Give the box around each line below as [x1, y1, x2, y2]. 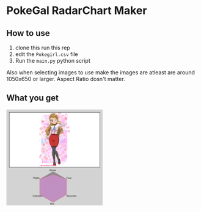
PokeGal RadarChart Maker [6, 4, 147, 18]
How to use [6, 28, 50, 38]
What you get [6, 93, 59, 104]
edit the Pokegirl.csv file [15, 51, 78, 58]
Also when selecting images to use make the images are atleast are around [6, 69, 196, 76]
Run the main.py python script [15, 57, 90, 64]
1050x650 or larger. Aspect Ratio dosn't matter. [6, 76, 125, 82]
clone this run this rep [15, 44, 70, 51]
